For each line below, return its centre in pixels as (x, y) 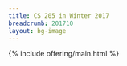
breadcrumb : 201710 (41, 23)
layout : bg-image (37, 31)
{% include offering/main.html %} (64, 54)
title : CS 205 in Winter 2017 (59, 16)
